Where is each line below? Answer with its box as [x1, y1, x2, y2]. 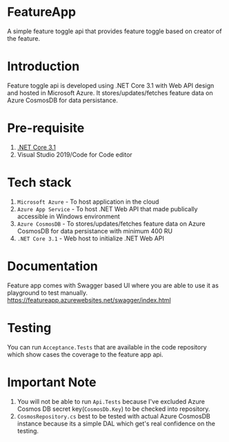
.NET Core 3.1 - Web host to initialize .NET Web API [17, 234, 164, 242]
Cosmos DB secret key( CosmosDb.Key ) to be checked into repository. [17, 405, 210, 413]
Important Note [7, 374, 97, 390]
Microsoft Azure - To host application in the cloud [17, 198, 159, 206]
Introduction [7, 59, 80, 75]
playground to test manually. [7, 288, 88, 297]
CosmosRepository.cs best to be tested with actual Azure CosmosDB [17, 412, 210, 420]
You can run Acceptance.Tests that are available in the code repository [7, 343, 207, 351]
